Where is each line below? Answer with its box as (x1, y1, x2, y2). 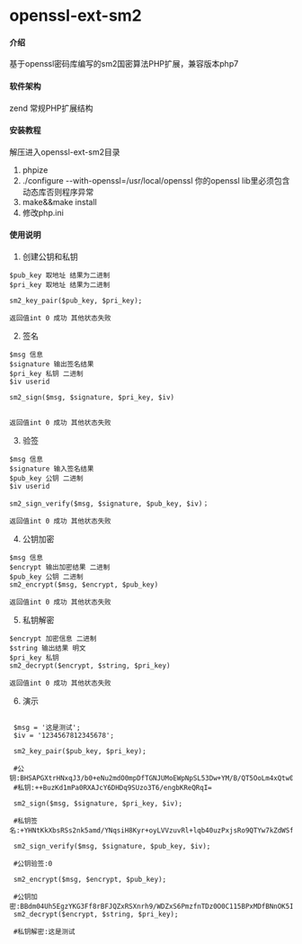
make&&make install (22, 196, 97, 207)
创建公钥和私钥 (22, 251, 78, 262)
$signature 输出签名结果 (9, 360, 94, 369)
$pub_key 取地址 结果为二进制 (9, 271, 111, 280)
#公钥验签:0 (13, 859, 53, 868)
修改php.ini (22, 207, 65, 218)
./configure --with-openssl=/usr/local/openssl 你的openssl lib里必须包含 (22, 175, 290, 185)
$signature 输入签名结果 (9, 464, 94, 473)
